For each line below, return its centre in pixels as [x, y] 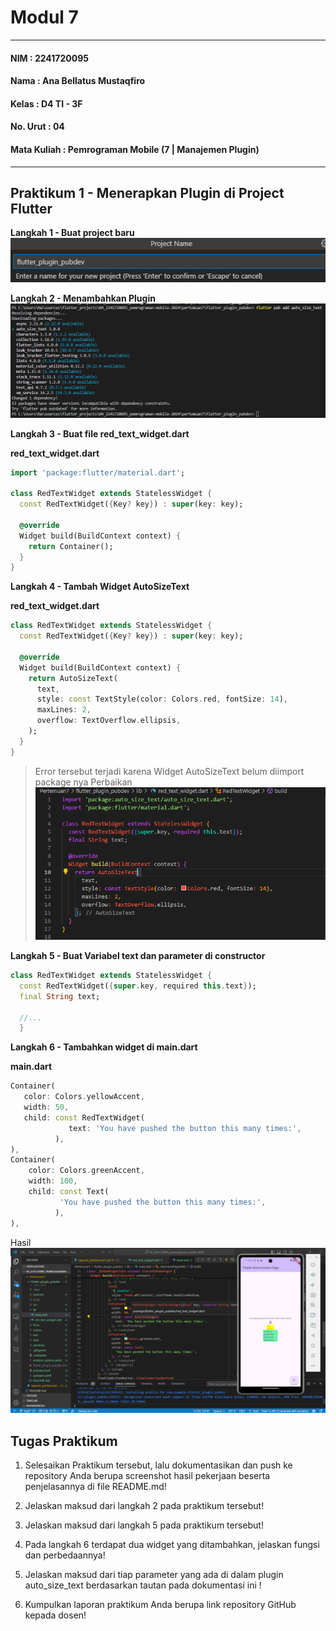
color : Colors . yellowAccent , [84, 1097]
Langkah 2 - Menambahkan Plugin [83, 298]
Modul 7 [44, 17]
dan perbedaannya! [65, 1555]
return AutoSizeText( [73, 678]
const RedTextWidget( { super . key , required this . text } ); [138, 986]
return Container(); [71, 546]
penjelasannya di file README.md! [95, 1487]
